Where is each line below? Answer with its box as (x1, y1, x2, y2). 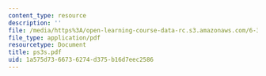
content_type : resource (8, 11, 87, 20)
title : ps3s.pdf (8, 48, 62, 56)
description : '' (8, 19, 62, 27)
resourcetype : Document (8, 41, 87, 49)
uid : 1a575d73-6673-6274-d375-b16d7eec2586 (8, 56, 154, 64)
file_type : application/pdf (8, 33, 101, 42)
